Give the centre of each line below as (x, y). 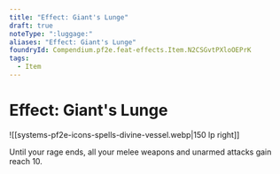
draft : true (31, 26)
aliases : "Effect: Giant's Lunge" (73, 42)
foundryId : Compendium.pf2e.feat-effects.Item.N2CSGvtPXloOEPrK (130, 50)
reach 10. (26, 161)
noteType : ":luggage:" (51, 34)
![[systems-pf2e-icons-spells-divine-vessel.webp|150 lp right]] (124, 134)
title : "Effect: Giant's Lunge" (69, 17)
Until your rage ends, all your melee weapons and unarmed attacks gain (140, 152)
